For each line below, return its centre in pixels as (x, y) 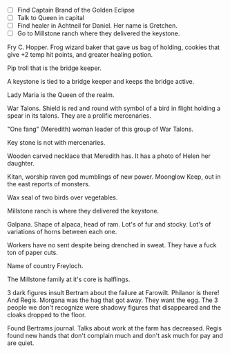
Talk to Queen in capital (51, 18)
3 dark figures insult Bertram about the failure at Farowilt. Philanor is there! (113, 293)
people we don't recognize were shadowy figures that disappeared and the (114, 308)
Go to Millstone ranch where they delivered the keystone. (98, 33)
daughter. (21, 163)
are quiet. (21, 343)
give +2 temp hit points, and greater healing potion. (80, 55)
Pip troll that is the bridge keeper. (54, 68)
